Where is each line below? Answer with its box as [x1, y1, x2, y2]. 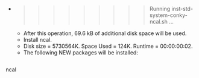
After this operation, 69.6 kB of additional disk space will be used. [23, 30, 187, 37]
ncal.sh [149, 18, 168, 25]
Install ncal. [23, 36, 52, 43]
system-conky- [149, 11, 188, 19]
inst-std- [171, 5, 194, 12]
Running [149, 5, 171, 12]
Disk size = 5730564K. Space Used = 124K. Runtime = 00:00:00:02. [23, 42, 193, 50]
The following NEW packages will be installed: [23, 49, 138, 56]
